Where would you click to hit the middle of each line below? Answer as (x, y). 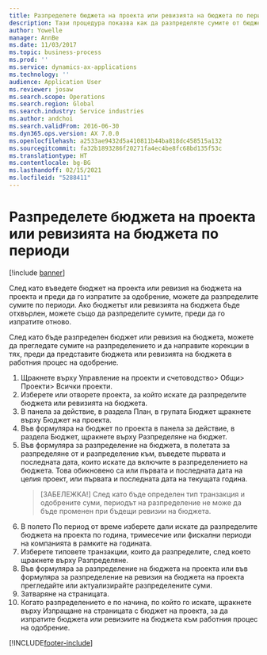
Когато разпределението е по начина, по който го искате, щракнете (136, 602)
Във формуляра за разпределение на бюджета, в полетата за (125, 445)
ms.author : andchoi (41, 119)
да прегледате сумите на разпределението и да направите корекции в (129, 345)
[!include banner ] (37, 272)
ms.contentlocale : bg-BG (50, 163)
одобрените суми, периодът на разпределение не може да (141, 502)
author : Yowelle (36, 30)
